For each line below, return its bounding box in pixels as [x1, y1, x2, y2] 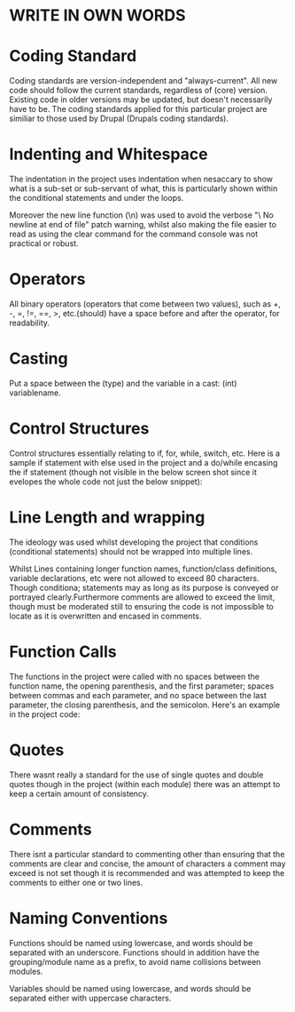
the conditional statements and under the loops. [9, 193, 184, 203]
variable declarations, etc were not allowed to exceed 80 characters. [9, 572, 260, 583]
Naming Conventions [9, 908, 168, 928]
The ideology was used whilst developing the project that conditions [9, 537, 259, 547]
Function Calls [9, 641, 117, 662]
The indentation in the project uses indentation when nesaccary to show [9, 174, 273, 185]
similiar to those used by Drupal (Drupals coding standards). [9, 113, 229, 124]
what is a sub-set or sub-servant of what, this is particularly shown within [9, 183, 278, 194]
